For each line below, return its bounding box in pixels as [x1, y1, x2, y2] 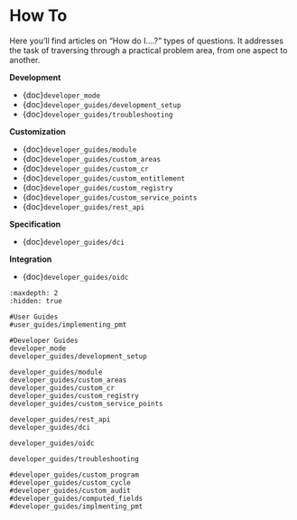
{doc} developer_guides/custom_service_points [22, 191, 198, 202]
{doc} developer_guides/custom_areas [22, 153, 161, 163]
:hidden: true [9, 296, 63, 305]
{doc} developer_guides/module [22, 144, 137, 154]
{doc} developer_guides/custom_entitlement [22, 172, 185, 183]
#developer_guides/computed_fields [9, 494, 144, 503]
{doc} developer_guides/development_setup [22, 98, 181, 109]
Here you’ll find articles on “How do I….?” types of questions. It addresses [9, 35, 284, 46]
